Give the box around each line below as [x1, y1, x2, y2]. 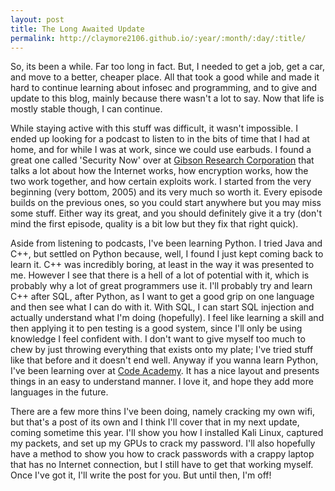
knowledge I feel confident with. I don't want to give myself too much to [10, 333, 306, 345]
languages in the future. [10, 386, 109, 398]
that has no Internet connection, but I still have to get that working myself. [10, 459, 314, 471]
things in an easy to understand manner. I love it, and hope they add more [10, 376, 314, 388]
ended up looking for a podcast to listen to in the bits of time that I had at [10, 133, 310, 145]
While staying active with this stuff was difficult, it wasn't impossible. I [10, 122, 298, 135]
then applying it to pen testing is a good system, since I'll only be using [10, 322, 303, 335]
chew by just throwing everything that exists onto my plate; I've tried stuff [10, 344, 314, 356]
